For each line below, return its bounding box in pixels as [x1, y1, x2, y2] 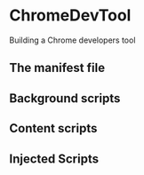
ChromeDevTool [9, 5, 132, 26]
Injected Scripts [9, 151, 100, 166]
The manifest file [9, 60, 105, 76]
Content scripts [9, 121, 98, 136]
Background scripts [9, 91, 121, 106]
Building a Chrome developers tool [9, 35, 136, 45]
